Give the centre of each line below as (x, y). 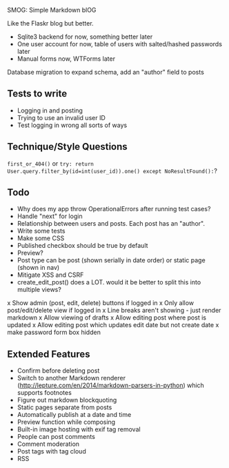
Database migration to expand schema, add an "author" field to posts (106, 72)
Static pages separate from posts (64, 407)
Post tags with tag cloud (51, 451)
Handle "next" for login (50, 216)
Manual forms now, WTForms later (66, 59)
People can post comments (56, 437)
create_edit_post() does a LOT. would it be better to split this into (109, 282)
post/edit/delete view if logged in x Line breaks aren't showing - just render (114, 311)
